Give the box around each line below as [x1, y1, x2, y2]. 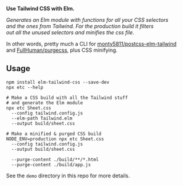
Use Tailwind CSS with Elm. [6, 5, 75, 12]
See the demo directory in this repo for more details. [6, 172, 130, 179]
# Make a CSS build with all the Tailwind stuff [6, 94, 128, 101]
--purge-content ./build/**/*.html [11, 156, 99, 163]
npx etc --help [6, 84, 44, 90]
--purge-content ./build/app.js [11, 161, 91, 167]
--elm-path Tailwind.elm [11, 115, 73, 121]
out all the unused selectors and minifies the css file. [6, 29, 135, 36]
